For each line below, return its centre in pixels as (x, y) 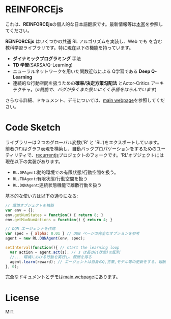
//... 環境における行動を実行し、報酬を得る (51, 257)
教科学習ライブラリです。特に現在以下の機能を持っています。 (69, 47)
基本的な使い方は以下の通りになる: (42, 196)
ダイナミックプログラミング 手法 (47, 58)
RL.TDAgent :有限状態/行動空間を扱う (50, 178)
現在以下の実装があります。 (34, 161)
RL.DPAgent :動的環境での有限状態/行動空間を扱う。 (65, 172)
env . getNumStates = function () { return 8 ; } (54, 215)
